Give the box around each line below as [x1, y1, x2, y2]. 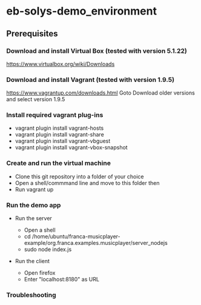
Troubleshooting [6, 290, 56, 299]
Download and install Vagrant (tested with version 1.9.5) [6, 75, 174, 84]
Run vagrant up [15, 186, 54, 193]
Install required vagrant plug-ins [6, 111, 104, 119]
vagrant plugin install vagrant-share [15, 131, 104, 138]
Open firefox [24, 269, 56, 277]
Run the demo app [6, 201, 61, 209]
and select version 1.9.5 [6, 96, 65, 103]
